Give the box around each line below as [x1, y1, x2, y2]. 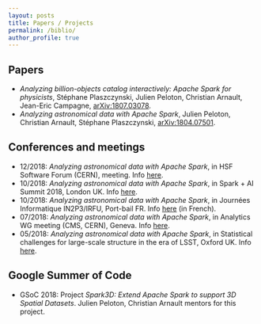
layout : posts [8, 11, 55, 20]
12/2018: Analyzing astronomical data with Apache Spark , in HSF [19, 162, 233, 171]
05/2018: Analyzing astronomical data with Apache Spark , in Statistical [19, 229, 253, 238]
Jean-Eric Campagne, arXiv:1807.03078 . [19, 101, 152, 111]
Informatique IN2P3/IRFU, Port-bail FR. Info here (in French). [19, 204, 217, 213]
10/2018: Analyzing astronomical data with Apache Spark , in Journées [19, 195, 251, 204]
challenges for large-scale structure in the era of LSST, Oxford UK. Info [19, 237, 252, 246]
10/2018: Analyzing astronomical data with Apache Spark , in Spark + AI [19, 178, 255, 188]
